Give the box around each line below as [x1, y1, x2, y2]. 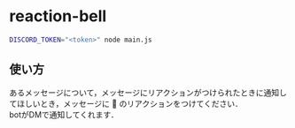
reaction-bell [9, 6, 107, 26]
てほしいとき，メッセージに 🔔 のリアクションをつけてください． [9, 98, 244, 109]
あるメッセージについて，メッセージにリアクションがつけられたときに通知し [9, 87, 288, 98]
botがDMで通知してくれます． [9, 109, 119, 120]
